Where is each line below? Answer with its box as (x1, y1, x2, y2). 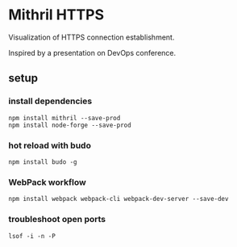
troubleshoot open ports (8, 214, 106, 225)
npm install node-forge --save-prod (8, 121, 131, 129)
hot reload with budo (8, 140, 91, 151)
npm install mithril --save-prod (8, 114, 121, 122)
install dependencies (8, 95, 93, 107)
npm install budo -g (8, 157, 78, 166)
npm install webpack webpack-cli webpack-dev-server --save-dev (8, 195, 229, 203)
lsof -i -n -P (8, 232, 56, 240)
